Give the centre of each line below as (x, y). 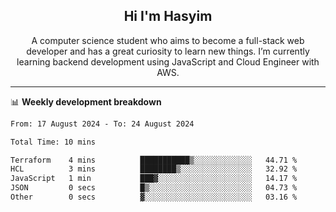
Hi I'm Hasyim (168, 16)
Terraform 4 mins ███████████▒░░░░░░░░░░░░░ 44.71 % (154, 160)
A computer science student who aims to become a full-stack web (168, 40)
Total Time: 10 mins (53, 142)
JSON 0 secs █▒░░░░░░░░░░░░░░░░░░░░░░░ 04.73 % (154, 188)
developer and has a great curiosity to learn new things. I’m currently (168, 51)
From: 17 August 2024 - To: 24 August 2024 (102, 124)
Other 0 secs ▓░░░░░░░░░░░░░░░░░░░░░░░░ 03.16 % (154, 197)
